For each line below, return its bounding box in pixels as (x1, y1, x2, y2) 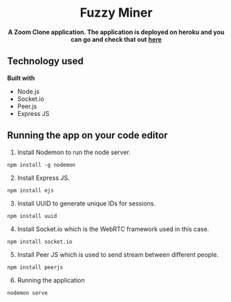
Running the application (17, 276, 85, 284)
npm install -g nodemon (7, 161, 76, 168)
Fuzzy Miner (80, 5, 153, 21)
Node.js (17, 87, 40, 95)
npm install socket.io (7, 238, 73, 245)
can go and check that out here (70, 35, 163, 43)
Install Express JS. (17, 174, 70, 182)
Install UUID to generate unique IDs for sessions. (17, 199, 156, 208)
